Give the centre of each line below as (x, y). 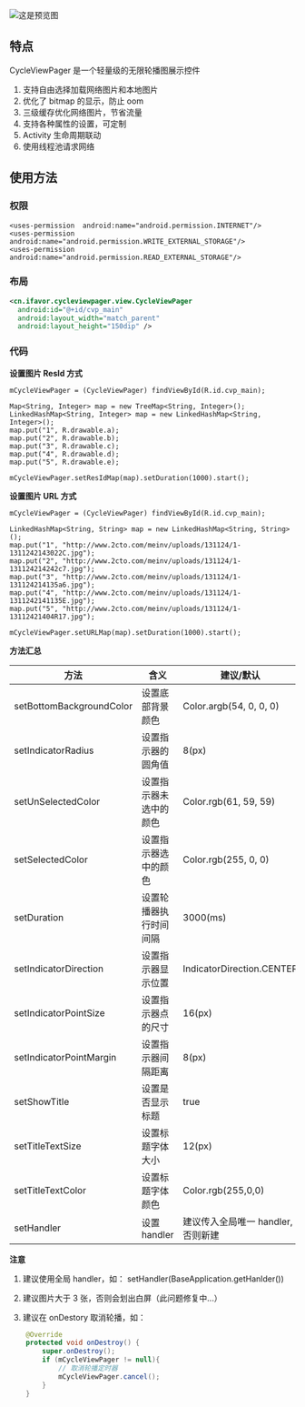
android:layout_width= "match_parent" (89, 318)
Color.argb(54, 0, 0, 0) (231, 706)
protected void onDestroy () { (83, 1343)
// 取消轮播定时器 (88, 1369)
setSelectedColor (51, 859)
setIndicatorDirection (59, 969)
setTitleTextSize (48, 1146)
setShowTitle (42, 1101)
